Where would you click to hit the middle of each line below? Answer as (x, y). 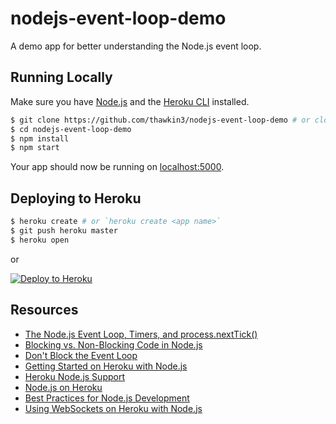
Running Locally (61, 77)
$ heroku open (40, 240)
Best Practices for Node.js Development (107, 398)
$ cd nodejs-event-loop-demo (71, 129)
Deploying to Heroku (76, 198)
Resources (44, 310)
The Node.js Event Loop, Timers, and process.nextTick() (141, 334)
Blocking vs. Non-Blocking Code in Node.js (113, 344)
